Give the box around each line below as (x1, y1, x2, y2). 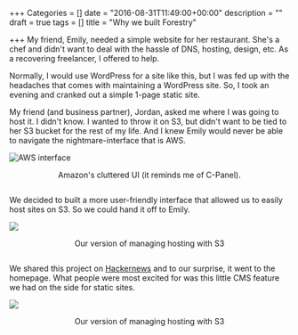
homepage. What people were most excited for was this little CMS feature (9, 273, 280, 283)
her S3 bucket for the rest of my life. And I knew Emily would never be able (9, 126, 283, 136)
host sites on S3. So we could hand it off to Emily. (9, 204, 190, 215)
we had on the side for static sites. (9, 282, 135, 292)
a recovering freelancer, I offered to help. (9, 53, 160, 63)
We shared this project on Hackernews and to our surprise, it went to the (9, 263, 276, 274)
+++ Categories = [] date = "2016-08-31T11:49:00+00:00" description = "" (9, 8, 283, 18)
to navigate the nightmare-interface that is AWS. (9, 135, 187, 145)
